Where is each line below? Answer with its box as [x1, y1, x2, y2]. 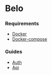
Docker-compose [12, 36, 48, 42]
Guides [5, 48, 23, 55]
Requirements [5, 20, 39, 27]
